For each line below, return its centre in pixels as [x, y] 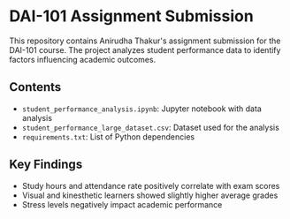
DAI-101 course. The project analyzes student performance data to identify [145, 49]
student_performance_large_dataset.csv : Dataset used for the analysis [151, 127]
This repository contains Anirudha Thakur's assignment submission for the [145, 41]
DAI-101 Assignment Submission [131, 16]
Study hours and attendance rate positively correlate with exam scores [151, 185]
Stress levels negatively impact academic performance [122, 204]
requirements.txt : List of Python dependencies [108, 136]
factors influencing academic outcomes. [83, 59]
